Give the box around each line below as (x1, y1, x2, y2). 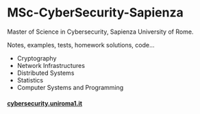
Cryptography (16, 54, 57, 62)
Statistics (16, 76, 44, 84)
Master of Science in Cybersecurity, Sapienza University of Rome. (7, 27, 194, 36)
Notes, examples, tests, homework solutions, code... (7, 41, 155, 49)
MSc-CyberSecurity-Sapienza (7, 5, 184, 21)
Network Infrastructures (16, 61, 86, 69)
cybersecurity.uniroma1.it (7, 99, 83, 107)
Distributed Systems (16, 69, 75, 77)
